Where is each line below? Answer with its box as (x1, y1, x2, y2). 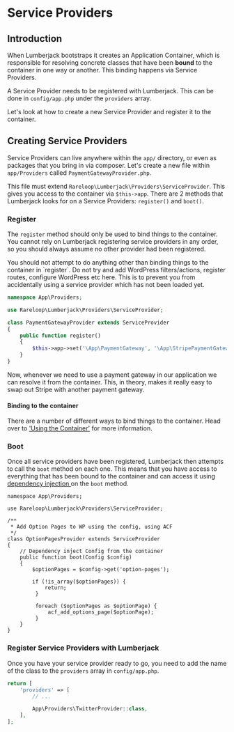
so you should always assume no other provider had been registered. (7, 245, 206, 254)
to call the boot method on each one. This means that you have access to (7, 465, 217, 473)
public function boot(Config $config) (19, 554, 132, 561)
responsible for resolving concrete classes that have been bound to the (7, 59, 212, 67)
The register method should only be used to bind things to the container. (7, 230, 218, 238)
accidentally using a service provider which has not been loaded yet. (7, 281, 205, 289)
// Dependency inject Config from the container (19, 548, 164, 555)
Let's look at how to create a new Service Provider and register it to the (7, 108, 212, 116)
